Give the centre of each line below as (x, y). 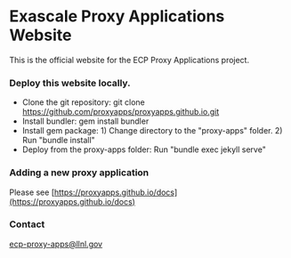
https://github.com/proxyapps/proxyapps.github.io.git (121, 112)
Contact (27, 224)
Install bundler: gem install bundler (85, 121)
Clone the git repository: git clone (83, 102)
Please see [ (32, 192)
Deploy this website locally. (70, 83)
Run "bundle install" (58, 141)
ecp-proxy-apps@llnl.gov (56, 244)
